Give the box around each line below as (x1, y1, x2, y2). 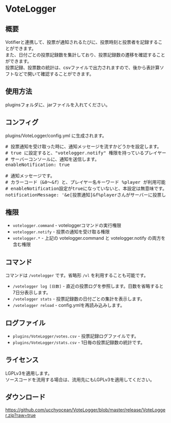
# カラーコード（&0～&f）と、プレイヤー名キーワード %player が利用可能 (5, 179, 166, 185)
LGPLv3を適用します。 (5, 370, 52, 376)
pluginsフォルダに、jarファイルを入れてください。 (5, 101, 110, 107)
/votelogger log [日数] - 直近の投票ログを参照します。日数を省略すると (12, 283, 164, 289)
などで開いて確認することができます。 (14, 71, 94, 77)
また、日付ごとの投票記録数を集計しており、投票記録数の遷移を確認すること (5, 52, 165, 58)
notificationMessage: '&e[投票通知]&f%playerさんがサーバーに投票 (5, 192, 162, 198)
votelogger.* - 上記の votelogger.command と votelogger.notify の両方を (12, 235, 166, 241)
